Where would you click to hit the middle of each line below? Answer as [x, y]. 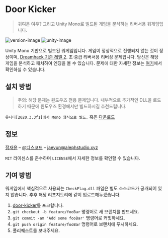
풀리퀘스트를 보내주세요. [36, 230]
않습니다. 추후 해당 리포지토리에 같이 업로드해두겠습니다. [65, 195]
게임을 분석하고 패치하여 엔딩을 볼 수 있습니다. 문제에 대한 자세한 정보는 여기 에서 [84, 63]
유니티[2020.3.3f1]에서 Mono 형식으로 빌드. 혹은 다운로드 [60, 117]
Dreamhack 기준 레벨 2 [43, 57]
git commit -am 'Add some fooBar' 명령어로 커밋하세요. [69, 218]
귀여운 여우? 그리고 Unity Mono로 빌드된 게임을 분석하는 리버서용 [82, 24]
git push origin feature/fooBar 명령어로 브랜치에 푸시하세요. [75, 224]
